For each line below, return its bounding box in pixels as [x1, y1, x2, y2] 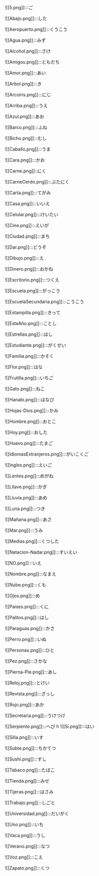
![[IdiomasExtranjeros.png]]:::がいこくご [5, 451, 89, 457]
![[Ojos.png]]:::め [5, 593, 40, 599]
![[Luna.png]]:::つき [5, 505, 45, 512]
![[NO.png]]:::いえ [5, 560, 42, 566]
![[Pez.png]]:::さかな [5, 658, 47, 664]
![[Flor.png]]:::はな [5, 364, 43, 370]
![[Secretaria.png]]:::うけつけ [5, 712, 66, 719]
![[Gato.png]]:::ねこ [5, 386, 45, 392]
